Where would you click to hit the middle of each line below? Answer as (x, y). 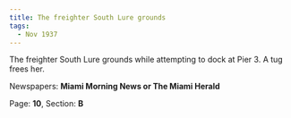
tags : (19, 26)
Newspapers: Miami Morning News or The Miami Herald (115, 87)
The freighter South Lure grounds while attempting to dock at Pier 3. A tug (146, 60)
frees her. (27, 69)
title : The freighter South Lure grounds (88, 17)
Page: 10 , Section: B (47, 104)
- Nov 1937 (38, 34)
